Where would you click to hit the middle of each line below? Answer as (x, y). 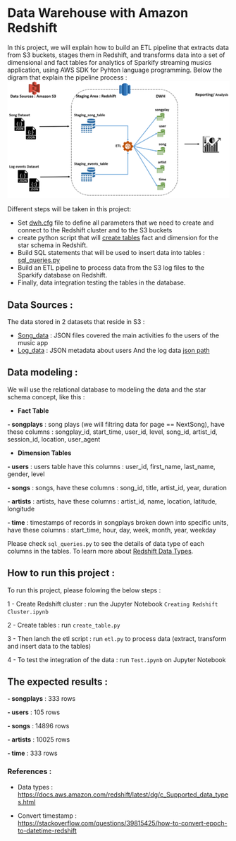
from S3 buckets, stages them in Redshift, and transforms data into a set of (116, 55)
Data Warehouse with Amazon (98, 13)
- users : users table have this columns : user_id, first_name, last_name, (112, 466)
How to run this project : (61, 573)
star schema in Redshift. (52, 245)
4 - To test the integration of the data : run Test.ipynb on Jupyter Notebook (117, 659)
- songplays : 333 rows (42, 699)
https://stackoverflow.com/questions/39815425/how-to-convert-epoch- (122, 823)
